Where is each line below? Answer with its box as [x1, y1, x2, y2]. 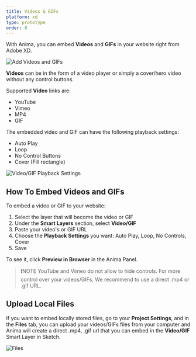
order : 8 [6, 25, 27, 31]
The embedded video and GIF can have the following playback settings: [6, 129, 180, 136]
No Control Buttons [14, 152, 61, 160]
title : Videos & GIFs [6, 8, 59, 15]
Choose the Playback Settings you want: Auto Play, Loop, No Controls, [14, 232, 187, 240]
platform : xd [6, 14, 38, 20]
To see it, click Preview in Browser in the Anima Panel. [6, 256, 138, 263]
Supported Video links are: [6, 87, 71, 94]
